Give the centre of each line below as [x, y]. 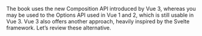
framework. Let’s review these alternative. [59, 28]
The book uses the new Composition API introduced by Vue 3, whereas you [101, 9]
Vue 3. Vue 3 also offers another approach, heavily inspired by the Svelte [98, 21]
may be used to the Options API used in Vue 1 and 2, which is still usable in [100, 15]
